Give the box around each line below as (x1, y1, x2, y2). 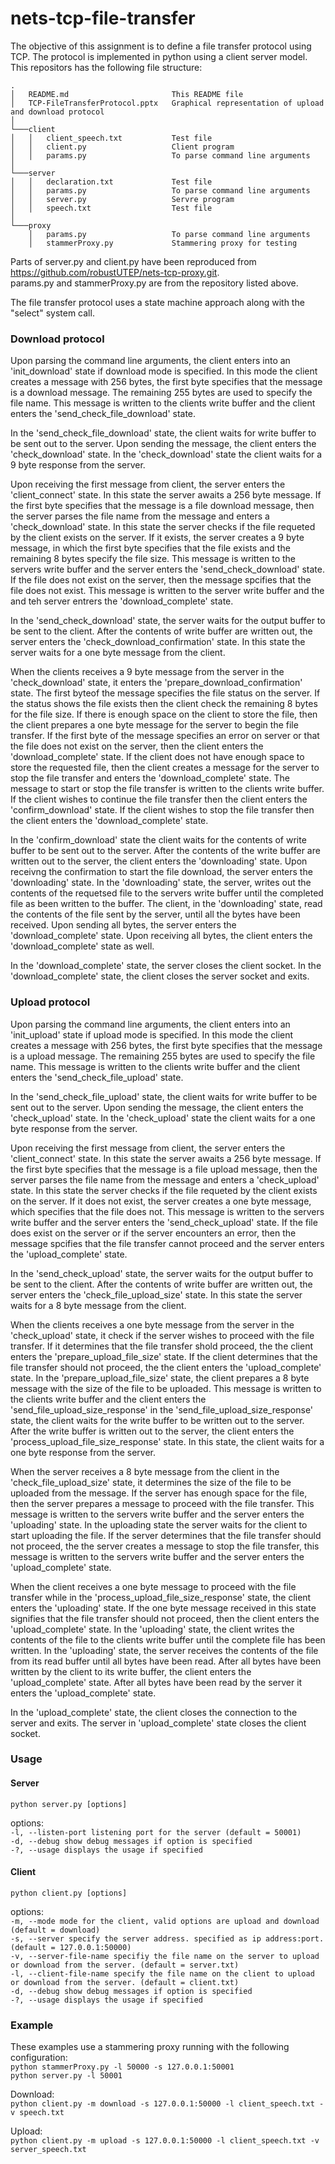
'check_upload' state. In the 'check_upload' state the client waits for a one (10, 1112, 316, 1124)
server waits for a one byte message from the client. (10, 647, 226, 659)
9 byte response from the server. (10, 459, 146, 471)
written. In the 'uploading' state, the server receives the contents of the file (10, 1644, 319, 1656)
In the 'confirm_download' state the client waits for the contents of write (10, 834, 307, 846)
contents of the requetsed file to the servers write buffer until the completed (10, 887, 324, 899)
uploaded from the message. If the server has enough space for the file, (10, 1487, 308, 1499)
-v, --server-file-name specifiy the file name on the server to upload (10, 1951, 320, 1961)
